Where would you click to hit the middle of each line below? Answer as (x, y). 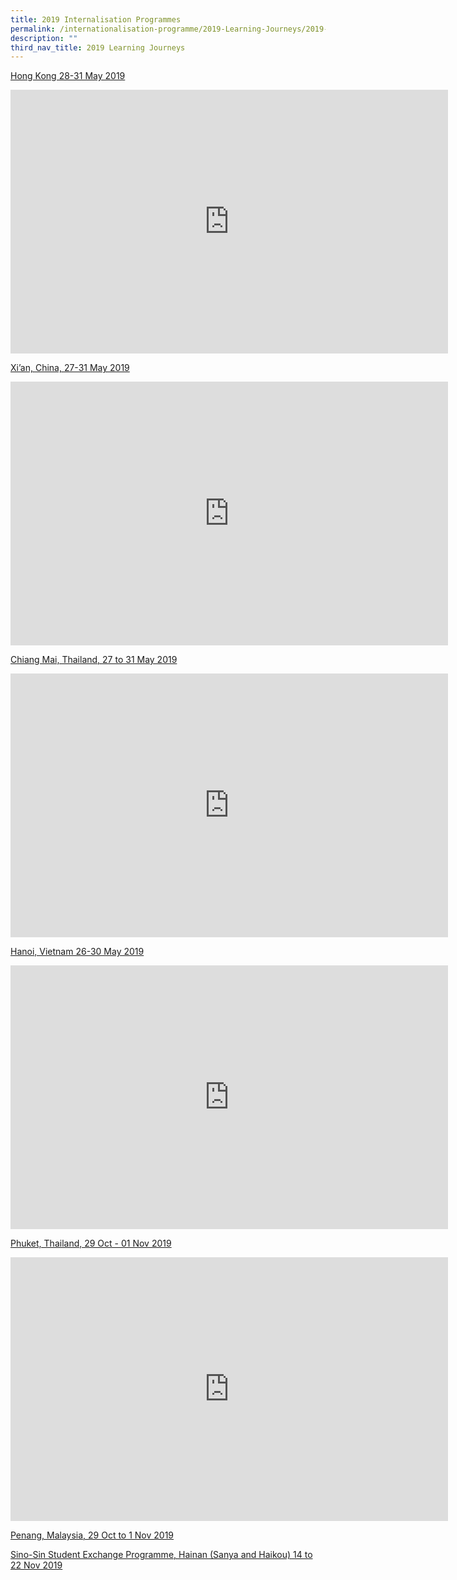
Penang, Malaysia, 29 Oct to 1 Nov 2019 (92, 1535)
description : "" (44, 38)
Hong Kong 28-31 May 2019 (68, 76)
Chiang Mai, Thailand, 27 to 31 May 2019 (94, 660)
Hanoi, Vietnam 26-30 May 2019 (77, 952)
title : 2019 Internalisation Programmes (96, 19)
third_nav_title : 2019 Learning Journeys (98, 47)
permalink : (33, 29)
